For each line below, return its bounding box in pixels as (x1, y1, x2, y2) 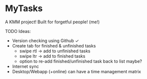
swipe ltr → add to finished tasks (19, 53, 85, 59)
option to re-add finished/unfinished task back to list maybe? (19, 58, 143, 64)
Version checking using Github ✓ (12, 37, 79, 44)
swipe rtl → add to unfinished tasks (19, 48, 91, 54)
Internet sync (12, 63, 39, 69)
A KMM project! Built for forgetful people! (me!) (5, 19, 100, 25)
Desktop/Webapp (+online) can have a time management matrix (12, 68, 141, 74)
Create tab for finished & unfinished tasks (12, 43, 96, 48)
